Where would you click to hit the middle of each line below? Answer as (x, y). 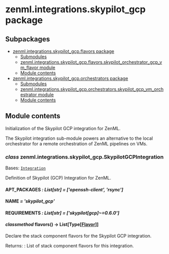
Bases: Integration (25, 168)
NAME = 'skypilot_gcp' (30, 201)
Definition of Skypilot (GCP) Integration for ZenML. (58, 178)
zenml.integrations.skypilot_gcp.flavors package (63, 51)
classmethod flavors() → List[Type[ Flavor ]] (52, 224)
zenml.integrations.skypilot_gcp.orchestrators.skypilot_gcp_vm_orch (92, 89)
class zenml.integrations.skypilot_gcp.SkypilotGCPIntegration (84, 157)
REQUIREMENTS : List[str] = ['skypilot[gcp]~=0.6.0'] (62, 213)
